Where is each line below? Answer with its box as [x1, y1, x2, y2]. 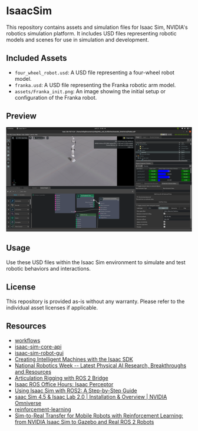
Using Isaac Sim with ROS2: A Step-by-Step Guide [14, 387, 137, 394]
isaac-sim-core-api [14, 343, 62, 350]
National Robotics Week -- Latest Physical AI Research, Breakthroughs [14, 361, 187, 369]
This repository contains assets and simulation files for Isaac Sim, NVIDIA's [6, 24, 188, 31]
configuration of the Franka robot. [14, 94, 97, 101]
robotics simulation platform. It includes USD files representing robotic [6, 29, 177, 37]
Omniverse [14, 399, 42, 406]
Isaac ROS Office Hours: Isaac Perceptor [14, 380, 114, 387]
